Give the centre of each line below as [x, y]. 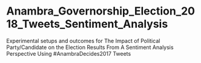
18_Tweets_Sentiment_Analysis [87, 24]
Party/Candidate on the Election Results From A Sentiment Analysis [90, 47]
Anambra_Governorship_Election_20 [101, 11]
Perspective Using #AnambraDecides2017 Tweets [69, 53]
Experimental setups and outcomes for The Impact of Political [83, 41]
